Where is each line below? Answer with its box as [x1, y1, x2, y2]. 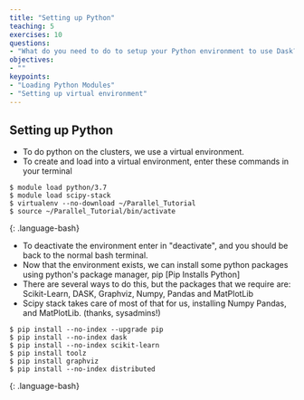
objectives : [9, 55, 54, 64]
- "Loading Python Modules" [9, 81, 116, 90]
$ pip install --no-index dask [9, 333, 128, 342]
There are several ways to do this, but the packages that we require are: [22, 279, 291, 290]
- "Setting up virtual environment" [9, 89, 147, 98]
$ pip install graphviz [9, 357, 100, 367]
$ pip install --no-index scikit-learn [9, 341, 160, 350]
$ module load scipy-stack [9, 191, 111, 200]
